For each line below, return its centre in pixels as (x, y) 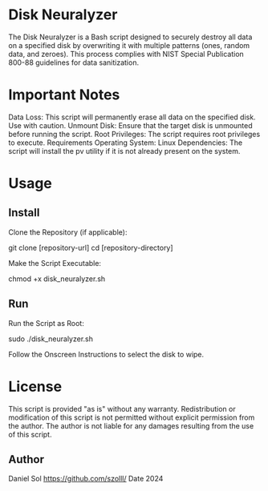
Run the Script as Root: (46, 323)
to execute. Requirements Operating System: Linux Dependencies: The (126, 143)
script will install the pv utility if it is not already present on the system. (124, 151)
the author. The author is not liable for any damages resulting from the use (131, 425)
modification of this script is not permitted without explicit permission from (132, 417)
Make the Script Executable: (55, 263)
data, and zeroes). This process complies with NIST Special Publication (126, 54)
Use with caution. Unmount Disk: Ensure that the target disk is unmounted (130, 125)
